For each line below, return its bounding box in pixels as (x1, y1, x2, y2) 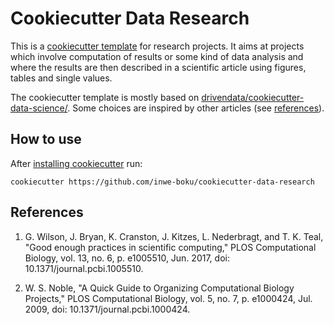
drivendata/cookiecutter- (201, 91, 305, 103)
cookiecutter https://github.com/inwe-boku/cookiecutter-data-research (10, 177, 315, 187)
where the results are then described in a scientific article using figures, (10, 61, 307, 73)
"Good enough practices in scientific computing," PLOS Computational (24, 241, 317, 253)
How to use (10, 131, 82, 148)
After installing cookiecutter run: (10, 157, 143, 169)
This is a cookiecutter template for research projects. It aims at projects (10, 40, 305, 52)
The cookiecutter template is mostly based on (10, 91, 200, 103)
